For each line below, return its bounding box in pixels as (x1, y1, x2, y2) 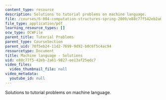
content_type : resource (5, 7, 54, 12)
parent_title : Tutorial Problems (5, 35, 74, 40)
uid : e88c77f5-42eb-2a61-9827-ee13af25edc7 (5, 58, 96, 63)
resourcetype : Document (5, 48, 54, 53)
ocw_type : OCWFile (5, 30, 43, 35)
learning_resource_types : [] (5, 26, 65, 31)
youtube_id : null (9, 76, 45, 81)
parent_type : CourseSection (5, 39, 63, 44)
